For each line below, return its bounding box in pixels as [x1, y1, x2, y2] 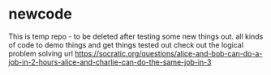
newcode [8, 5, 73, 23]
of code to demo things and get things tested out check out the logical [8, 40, 244, 49]
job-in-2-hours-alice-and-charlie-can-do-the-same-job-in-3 [8, 57, 212, 67]
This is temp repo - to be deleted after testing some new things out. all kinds [8, 31, 264, 41]
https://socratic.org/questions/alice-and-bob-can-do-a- [74, 48, 263, 58]
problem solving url [8, 48, 73, 58]
